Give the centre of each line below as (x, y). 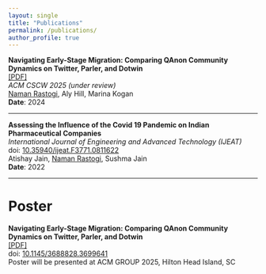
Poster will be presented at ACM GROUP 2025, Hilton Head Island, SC (122, 262)
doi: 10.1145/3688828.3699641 (58, 253)
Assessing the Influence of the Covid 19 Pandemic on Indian (109, 125)
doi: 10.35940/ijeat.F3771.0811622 (64, 150)
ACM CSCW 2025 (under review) (62, 86)
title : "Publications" (46, 23)
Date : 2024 (27, 102)
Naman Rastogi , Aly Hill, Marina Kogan (71, 94)
